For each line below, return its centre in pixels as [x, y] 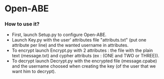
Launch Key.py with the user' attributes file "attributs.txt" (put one [79, 40]
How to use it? [22, 24]
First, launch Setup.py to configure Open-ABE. [59, 35]
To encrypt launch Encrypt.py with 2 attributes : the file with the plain [82, 50]
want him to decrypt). [34, 72]
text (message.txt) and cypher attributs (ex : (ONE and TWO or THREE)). [85, 56]
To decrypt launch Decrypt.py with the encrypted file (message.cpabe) [84, 61]
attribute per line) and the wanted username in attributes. [70, 45]
